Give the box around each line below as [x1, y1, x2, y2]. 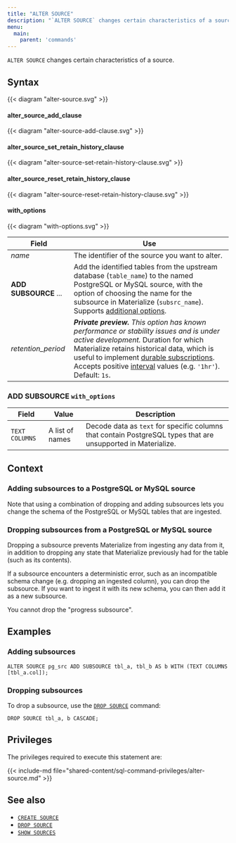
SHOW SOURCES [17, 829, 56, 836]
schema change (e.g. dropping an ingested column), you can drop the [7, 577, 210, 585]
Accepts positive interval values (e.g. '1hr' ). [73, 361, 220, 371]
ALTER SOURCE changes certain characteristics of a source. [7, 56, 175, 64]
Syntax [7, 76, 39, 88]
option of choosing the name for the [73, 288, 192, 298]
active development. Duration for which [73, 335, 204, 345]
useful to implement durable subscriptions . [73, 353, 215, 362]
